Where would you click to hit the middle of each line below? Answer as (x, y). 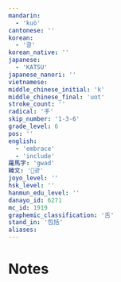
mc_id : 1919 (28, 207)
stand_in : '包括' (36, 222)
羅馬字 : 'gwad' (31, 164)
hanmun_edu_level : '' (44, 193)
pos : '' (21, 133)
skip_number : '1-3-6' (44, 119)
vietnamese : (28, 82)
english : (23, 141)
